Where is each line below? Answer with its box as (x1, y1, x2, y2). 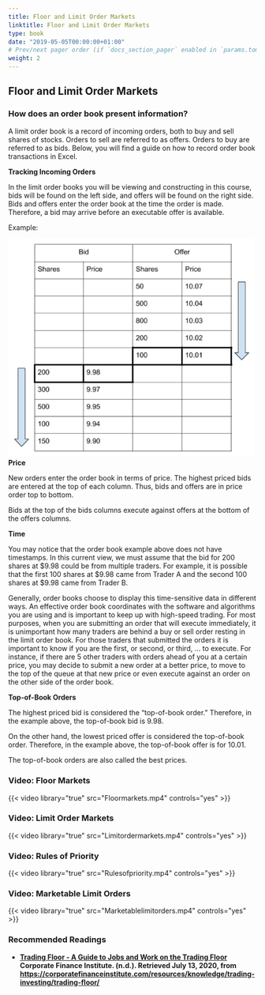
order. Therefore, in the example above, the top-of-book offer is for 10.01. (8, 740, 247, 750)
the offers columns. (8, 514, 72, 523)
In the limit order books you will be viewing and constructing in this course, (8, 182, 252, 191)
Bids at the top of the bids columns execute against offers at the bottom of (8, 506, 250, 515)
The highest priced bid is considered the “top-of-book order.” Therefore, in (8, 708, 252, 718)
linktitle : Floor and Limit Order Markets (8, 21, 150, 29)
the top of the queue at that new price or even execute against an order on (8, 669, 251, 679)
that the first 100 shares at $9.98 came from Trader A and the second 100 (8, 570, 247, 579)
